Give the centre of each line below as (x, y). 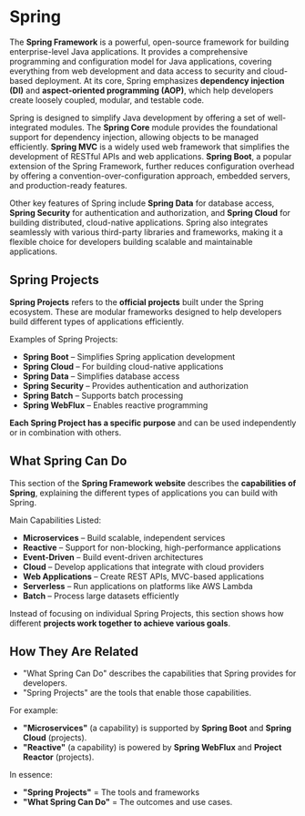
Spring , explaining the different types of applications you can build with (144, 493)
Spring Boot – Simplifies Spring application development (129, 356)
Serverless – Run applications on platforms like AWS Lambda (137, 586)
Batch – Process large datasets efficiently (101, 596)
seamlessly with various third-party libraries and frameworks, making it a (147, 232)
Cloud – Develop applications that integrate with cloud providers (143, 566)
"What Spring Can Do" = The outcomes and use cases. (127, 802)
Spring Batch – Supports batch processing (103, 395)
